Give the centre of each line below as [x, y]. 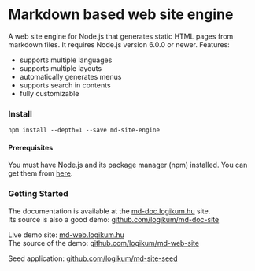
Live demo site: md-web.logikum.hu [66, 235]
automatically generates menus [70, 76]
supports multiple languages [66, 60]
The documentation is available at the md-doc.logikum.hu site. [109, 211]
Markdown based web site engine [121, 15]
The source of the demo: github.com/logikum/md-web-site [103, 243]
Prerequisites [31, 147]
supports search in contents [65, 85]
